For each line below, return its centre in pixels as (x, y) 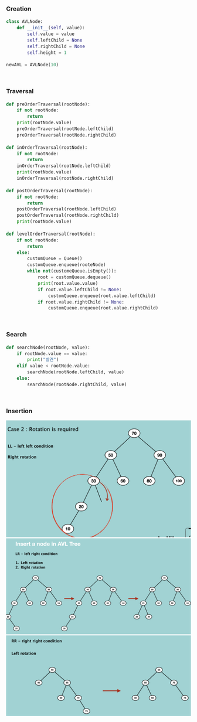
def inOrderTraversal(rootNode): (47, 147)
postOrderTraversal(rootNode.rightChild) (68, 216)
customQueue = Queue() (55, 259)
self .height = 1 (47, 52)
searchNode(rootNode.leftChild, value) (76, 372)
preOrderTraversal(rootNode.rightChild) (67, 135)
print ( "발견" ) (43, 360)
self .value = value (51, 34)
